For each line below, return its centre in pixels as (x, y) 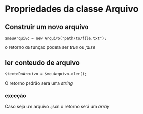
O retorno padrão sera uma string (39, 83)
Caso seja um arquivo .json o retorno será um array (57, 107)
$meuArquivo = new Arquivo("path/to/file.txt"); (56, 38)
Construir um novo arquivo (47, 27)
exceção (15, 95)
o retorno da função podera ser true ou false (50, 47)
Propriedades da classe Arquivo (72, 9)
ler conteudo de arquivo (43, 63)
